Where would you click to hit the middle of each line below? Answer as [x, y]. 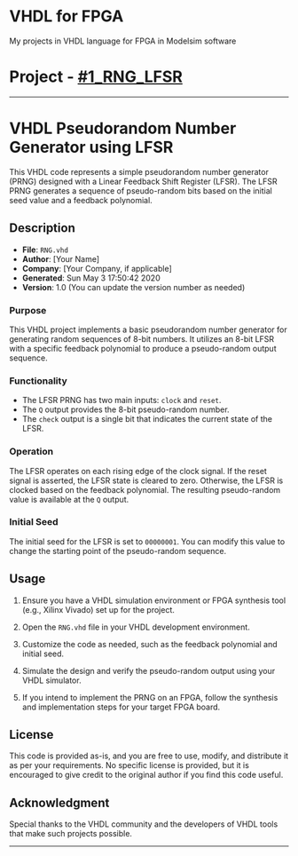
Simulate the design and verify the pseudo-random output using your [149, 670]
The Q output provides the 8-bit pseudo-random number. [125, 409]
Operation [31, 452]
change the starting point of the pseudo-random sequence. [118, 551]
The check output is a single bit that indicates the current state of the [147, 419]
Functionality [39, 381]
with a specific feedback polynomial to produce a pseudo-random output [143, 348]
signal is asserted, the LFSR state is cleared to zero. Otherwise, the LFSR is [146, 480]
